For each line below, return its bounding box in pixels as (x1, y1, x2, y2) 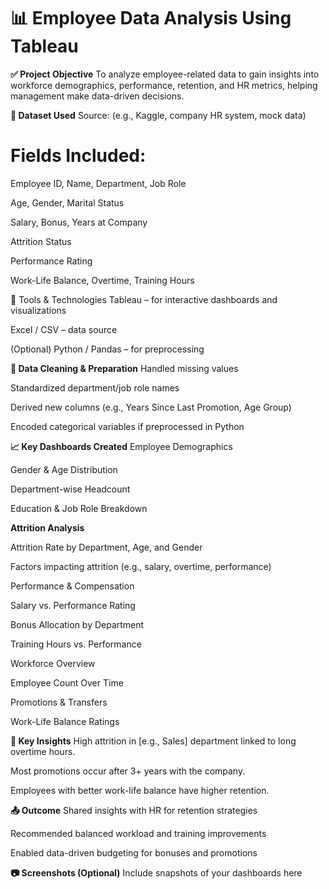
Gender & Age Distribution (10, 463, 118, 475)
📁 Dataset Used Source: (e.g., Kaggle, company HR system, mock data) (10, 109, 307, 121)
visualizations (10, 304, 67, 316)
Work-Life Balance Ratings (10, 715, 120, 727)
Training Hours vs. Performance (10, 638, 142, 650)
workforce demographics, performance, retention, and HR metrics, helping (10, 79, 318, 91)
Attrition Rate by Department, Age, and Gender (10, 541, 203, 553)
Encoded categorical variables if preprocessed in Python (10, 420, 245, 432)
